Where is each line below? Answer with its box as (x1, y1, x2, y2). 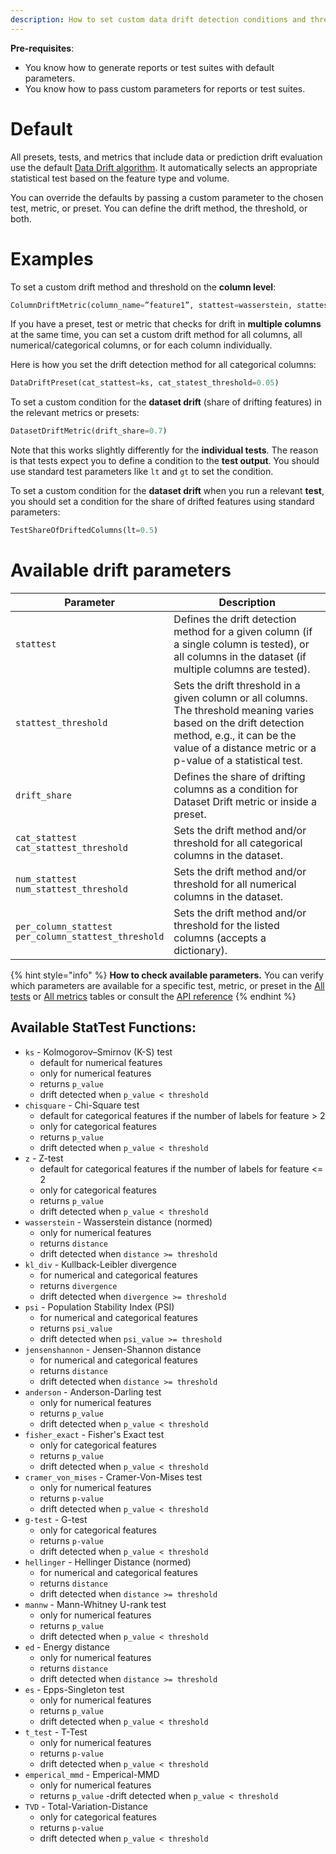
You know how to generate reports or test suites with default (24, 61, 275, 73)
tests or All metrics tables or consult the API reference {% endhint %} (10, 990, 297, 1002)
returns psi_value (39, 1322, 113, 1334)
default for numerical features (39, 1056, 163, 1068)
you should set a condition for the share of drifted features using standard (10, 496, 315, 508)
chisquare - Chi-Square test (24, 1099, 140, 1111)
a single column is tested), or (173, 637, 310, 651)
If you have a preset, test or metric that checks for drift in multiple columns (10, 318, 322, 330)
